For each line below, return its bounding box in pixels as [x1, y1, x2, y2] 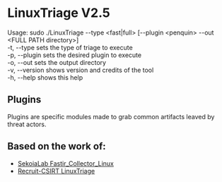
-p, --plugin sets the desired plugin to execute [7, 51, 142, 59]
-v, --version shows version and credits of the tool [7, 66, 154, 74]
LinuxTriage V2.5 [7, 5, 111, 21]
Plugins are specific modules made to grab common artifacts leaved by [7, 112, 215, 121]
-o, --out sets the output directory [7, 58, 107, 66]
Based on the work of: [7, 140, 106, 152]
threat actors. [7, 120, 47, 128]
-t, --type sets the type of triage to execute [7, 43, 133, 51]
